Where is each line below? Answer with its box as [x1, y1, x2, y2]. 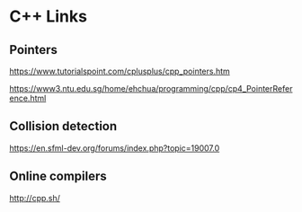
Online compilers [9, 169, 108, 184]
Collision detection [9, 119, 118, 134]
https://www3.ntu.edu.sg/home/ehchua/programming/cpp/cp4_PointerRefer [9, 84, 293, 93]
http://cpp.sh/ [9, 192, 61, 203]
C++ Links [9, 6, 88, 27]
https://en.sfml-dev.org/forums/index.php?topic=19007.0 [9, 142, 220, 154]
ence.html [9, 93, 47, 103]
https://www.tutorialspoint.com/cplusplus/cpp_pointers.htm [9, 66, 231, 76]
